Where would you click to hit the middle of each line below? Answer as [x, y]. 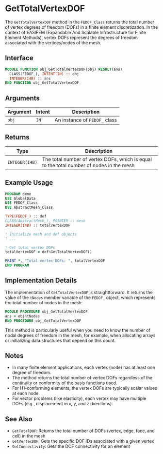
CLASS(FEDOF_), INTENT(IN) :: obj [44, 74]
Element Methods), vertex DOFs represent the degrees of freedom [72, 38]
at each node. [26, 394]
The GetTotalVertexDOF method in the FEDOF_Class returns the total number [80, 22]
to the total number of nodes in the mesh [88, 165]
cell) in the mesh [29, 436]
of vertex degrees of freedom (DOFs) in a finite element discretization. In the [81, 27]
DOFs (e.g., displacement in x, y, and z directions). [62, 404]
